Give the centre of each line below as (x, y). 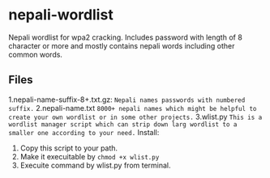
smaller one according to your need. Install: (84, 132)
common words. (36, 54)
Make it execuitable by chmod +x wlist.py (90, 156)
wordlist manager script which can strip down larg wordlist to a (123, 124)
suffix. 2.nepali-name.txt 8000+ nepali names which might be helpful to (133, 108)
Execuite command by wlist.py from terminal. (96, 165)
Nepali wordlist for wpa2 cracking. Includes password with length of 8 (126, 37)
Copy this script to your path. (69, 148)
